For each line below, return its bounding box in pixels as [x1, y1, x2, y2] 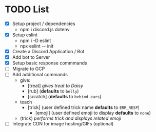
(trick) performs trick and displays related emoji [19, 115, 122, 121]
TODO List [5, 4, 49, 15]
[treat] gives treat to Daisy [27, 83, 83, 89]
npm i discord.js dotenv [19, 27, 70, 32]
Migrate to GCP [12, 65, 45, 72]
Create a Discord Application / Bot [12, 49, 85, 55]
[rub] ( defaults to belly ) [27, 88, 79, 94]
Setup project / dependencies [12, 20, 75, 27]
